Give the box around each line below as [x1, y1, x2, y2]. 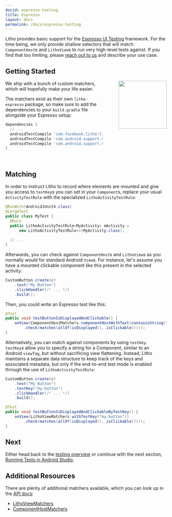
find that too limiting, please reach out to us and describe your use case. [5, 52, 158, 58]
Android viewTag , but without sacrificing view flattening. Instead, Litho [5, 350, 153, 356]
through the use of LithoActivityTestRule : [5, 366, 96, 372]
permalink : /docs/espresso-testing [5, 21, 81, 27]
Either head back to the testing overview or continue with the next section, [5, 451, 162, 458]
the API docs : [5, 490, 34, 497]
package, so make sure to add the [25, 101, 97, 107]
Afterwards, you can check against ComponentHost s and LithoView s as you [5, 252, 161, 257]
